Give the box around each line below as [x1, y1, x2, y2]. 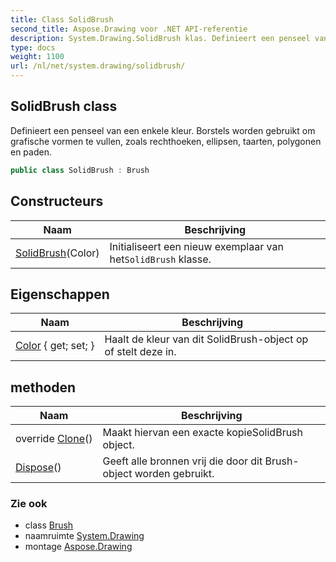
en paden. [10, 146, 52, 158]
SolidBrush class [10, 98, 118, 115]
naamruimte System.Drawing [24, 530, 145, 542]
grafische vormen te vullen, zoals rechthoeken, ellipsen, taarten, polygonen [10, 135, 322, 147]
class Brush [24, 519, 74, 531]
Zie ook [10, 497, 48, 511]
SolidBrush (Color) [15, 246, 100, 260]
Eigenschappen [10, 286, 110, 303]
